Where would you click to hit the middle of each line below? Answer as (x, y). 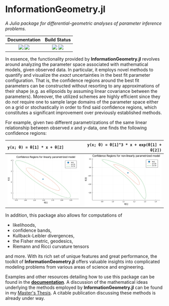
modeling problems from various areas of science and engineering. (75, 267)
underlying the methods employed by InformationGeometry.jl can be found (84, 288)
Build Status (58, 40)
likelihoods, (24, 225)
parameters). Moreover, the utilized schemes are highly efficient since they (83, 96)
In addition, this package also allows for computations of (64, 215)
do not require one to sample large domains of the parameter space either (82, 102)
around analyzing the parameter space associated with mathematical (77, 65)
